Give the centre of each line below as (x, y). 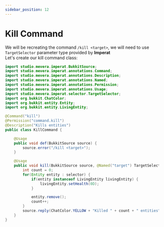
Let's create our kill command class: (41, 58)
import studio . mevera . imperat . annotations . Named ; (57, 80)
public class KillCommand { (34, 130)
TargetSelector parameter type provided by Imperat (58, 52)
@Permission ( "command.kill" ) (35, 121)
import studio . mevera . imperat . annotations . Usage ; (57, 89)
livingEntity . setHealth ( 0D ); (69, 184)
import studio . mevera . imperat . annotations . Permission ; (62, 85)
